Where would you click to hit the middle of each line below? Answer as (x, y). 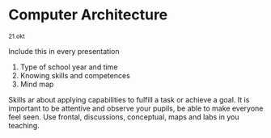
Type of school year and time (69, 67)
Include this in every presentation (64, 51)
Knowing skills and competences (75, 75)
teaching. (24, 125)
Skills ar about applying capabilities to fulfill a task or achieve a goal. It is (129, 99)
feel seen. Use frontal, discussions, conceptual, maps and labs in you (124, 117)
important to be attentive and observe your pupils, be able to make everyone (136, 108)
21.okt (17, 36)
